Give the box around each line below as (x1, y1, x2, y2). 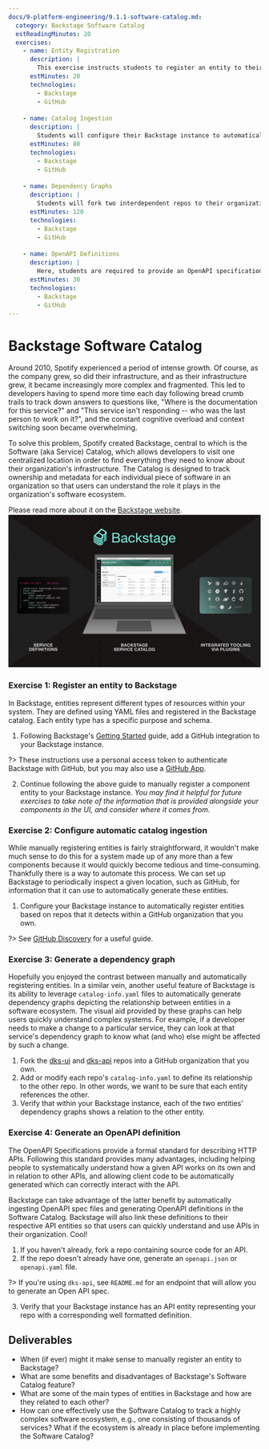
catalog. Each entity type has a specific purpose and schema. (8, 715, 212, 724)
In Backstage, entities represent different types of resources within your (8, 698, 246, 708)
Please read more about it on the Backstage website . (8, 505, 183, 515)
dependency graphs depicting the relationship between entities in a (8, 998, 231, 1007)
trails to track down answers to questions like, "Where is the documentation (8, 398, 258, 407)
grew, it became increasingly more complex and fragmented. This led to (8, 380, 246, 390)
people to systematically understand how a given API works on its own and (8, 1162, 256, 1172)
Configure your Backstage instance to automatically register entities (19, 901, 244, 911)
